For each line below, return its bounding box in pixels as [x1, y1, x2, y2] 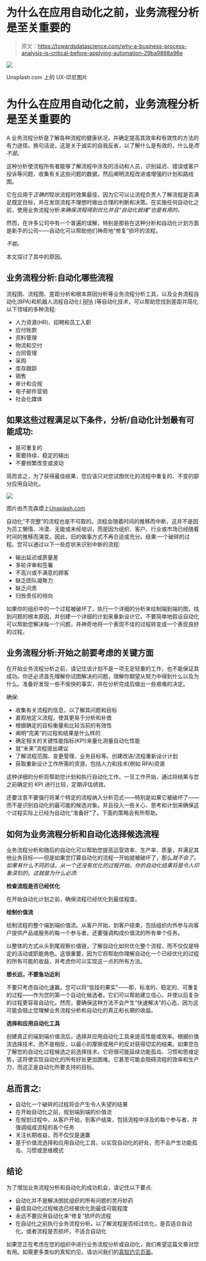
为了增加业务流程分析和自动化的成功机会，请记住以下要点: [6, 1184, 153, 1191]
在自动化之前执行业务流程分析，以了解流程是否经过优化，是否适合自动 [15, 1219, 193, 1227]
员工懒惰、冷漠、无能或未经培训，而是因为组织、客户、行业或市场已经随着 [11, 525, 199, 533]
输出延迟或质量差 [15, 553, 59, 561]
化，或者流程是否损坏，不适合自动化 [15, 1227, 107, 1235]
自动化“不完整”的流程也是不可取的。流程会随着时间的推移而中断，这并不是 [6, 517, 194, 525]
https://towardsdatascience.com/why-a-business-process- [37, 42, 188, 50]
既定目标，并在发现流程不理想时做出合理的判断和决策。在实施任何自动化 [11, 198, 194, 206]
